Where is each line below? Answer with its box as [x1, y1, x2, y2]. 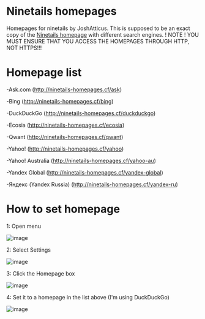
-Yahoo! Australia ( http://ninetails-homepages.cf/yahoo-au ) [6, 157, 156, 164]
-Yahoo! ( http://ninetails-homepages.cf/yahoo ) [6, 145, 124, 152]
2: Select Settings [6, 246, 51, 253]
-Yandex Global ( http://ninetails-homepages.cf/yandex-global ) [6, 168, 163, 176]
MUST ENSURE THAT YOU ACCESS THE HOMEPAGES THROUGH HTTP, [6, 37, 190, 45]
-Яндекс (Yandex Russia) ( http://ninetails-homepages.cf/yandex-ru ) [6, 181, 179, 188]
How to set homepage [6, 202, 121, 216]
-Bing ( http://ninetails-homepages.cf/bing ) [6, 97, 114, 105]
